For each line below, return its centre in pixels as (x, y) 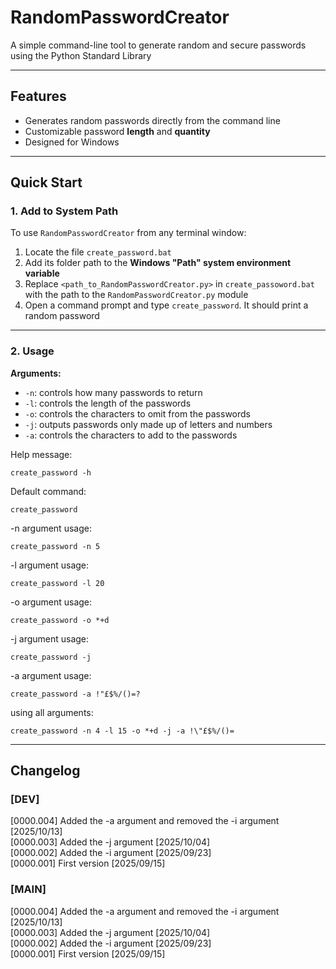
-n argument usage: (51, 528)
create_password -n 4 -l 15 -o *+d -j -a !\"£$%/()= (122, 731)
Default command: (48, 491)
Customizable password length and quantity (117, 131)
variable (42, 273)
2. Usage (32, 351)
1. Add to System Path (64, 211)
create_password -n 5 (55, 546)
